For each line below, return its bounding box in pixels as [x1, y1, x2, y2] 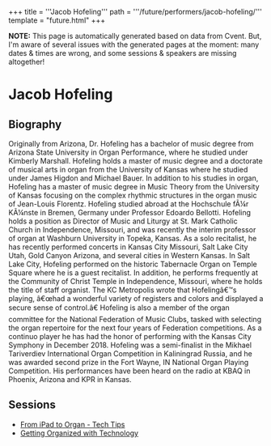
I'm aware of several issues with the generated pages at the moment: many [8, 40, 260, 49]
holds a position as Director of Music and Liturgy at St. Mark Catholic [8, 216, 239, 226]
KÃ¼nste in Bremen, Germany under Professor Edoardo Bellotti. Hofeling [8, 208, 252, 217]
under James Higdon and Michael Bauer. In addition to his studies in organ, [8, 173, 259, 183]
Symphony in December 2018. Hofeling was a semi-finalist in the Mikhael [8, 340, 252, 350]
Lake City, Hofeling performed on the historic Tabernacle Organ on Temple [8, 259, 257, 269]
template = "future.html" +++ [8, 15, 106, 25]
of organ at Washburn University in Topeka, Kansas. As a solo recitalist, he [8, 234, 257, 243]
